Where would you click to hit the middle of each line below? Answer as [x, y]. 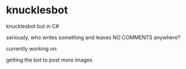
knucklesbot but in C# [33, 26]
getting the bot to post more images [49, 60]
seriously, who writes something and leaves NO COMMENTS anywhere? [93, 37]
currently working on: [32, 48]
